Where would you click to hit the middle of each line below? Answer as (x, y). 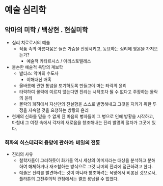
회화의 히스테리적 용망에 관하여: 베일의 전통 (52, 142)
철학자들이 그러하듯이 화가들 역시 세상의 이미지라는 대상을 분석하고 (83, 160)
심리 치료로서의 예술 (31, 43)
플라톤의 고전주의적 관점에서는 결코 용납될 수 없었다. (69, 179)
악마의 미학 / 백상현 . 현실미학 (46, 30)
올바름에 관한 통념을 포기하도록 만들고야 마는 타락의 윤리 (73, 86)
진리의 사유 (22, 154)
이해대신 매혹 (39, 79)
